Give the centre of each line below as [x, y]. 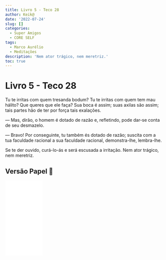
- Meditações [23, 52]
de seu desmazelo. [25, 125]
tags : [11, 43]
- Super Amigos [25, 33]
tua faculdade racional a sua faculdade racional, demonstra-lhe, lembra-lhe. [83, 140]
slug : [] [14, 24]
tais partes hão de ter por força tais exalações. [53, 110]
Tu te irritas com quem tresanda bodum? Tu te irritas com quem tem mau [80, 100]
